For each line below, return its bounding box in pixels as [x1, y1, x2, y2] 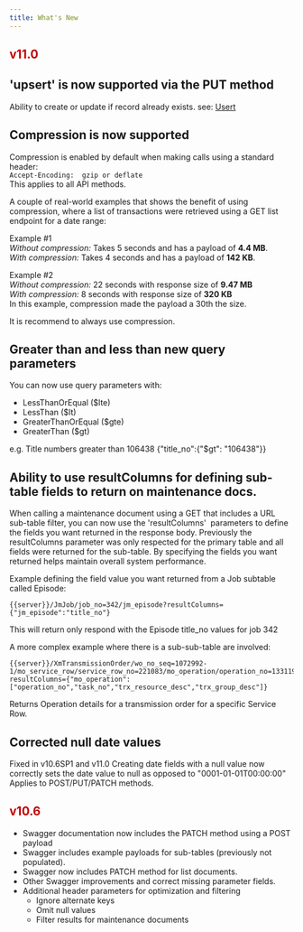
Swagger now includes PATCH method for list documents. [22, 866, 238, 877]
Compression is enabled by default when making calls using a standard [9, 151, 275, 163]
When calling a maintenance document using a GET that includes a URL [9, 508, 276, 519]
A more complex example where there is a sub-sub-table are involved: [9, 642, 271, 653]
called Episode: [9, 583, 67, 594]
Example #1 [9, 232, 52, 244]
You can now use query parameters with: [9, 380, 162, 391]
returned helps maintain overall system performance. [9, 556, 207, 567]
